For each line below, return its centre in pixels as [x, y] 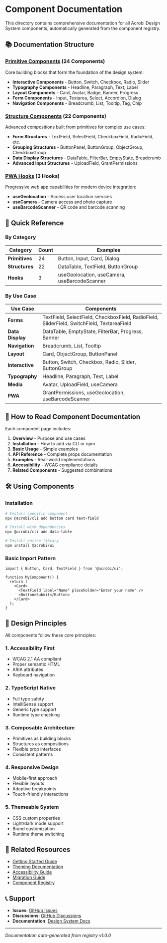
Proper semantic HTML [36, 664]
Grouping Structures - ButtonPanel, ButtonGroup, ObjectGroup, [78, 147]
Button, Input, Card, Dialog [89, 258]
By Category [21, 237]
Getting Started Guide [35, 862]
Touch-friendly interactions [40, 794]
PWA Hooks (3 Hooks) [33, 176]
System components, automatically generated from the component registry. [83, 28]
